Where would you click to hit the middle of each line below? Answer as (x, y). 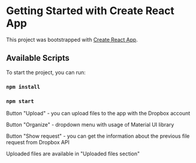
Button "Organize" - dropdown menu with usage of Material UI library (90, 124)
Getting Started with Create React (90, 11)
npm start (20, 101)
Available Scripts (38, 58)
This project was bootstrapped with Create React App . (72, 39)
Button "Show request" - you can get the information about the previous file (98, 136)
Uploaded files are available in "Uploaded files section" (73, 154)
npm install (23, 87)
